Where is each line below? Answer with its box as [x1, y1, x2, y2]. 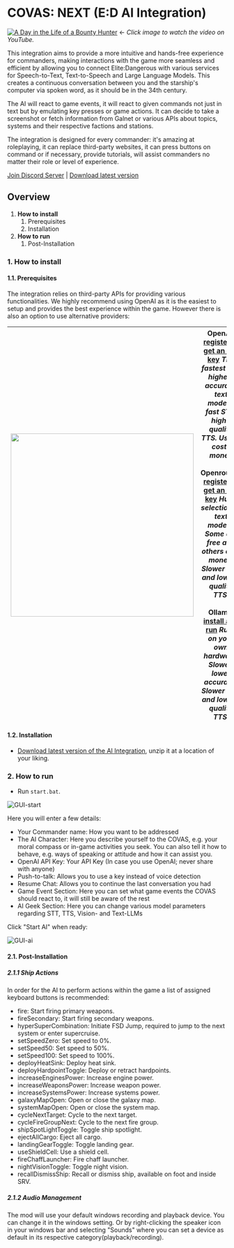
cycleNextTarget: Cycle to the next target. [17, 1111, 137, 1119]
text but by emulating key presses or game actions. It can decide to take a [7, 107, 219, 115]
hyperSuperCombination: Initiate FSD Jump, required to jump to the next [17, 1021, 225, 1030]
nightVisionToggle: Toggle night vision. [17, 1162, 129, 1171]
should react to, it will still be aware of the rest [17, 894, 150, 903]
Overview [7, 191, 51, 203]
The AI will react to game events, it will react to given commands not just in [7, 99, 222, 107]
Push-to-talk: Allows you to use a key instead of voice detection [17, 872, 201, 880]
